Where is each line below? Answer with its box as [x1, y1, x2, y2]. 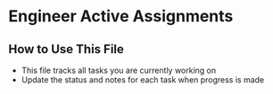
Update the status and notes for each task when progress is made [21, 74, 265, 85]
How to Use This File [8, 42, 124, 57]
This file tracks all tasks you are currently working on [21, 65, 217, 75]
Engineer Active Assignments [8, 6, 234, 27]
